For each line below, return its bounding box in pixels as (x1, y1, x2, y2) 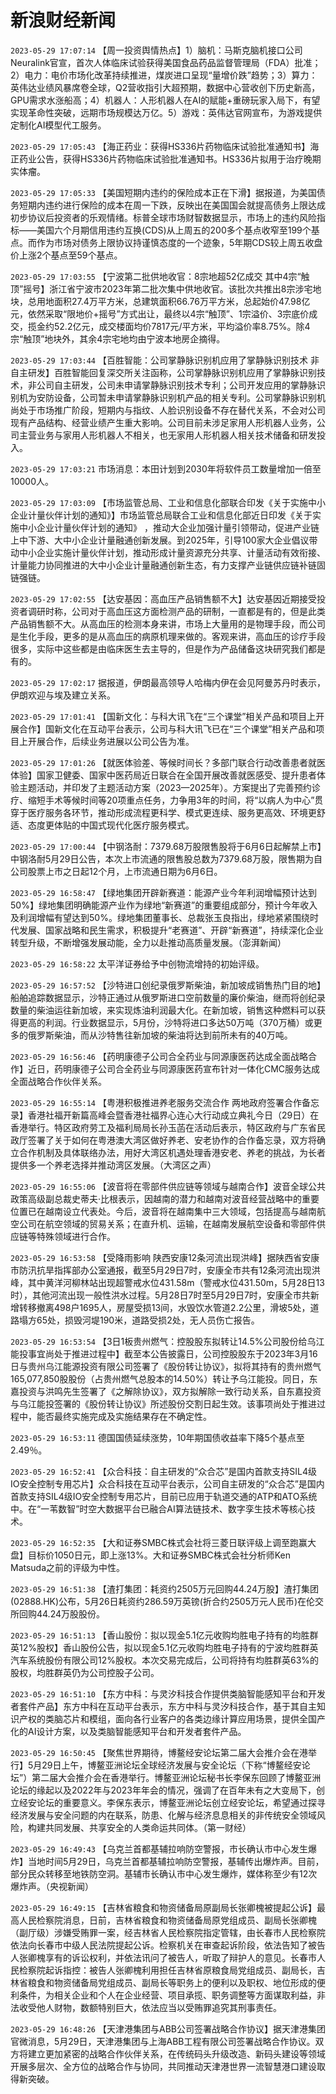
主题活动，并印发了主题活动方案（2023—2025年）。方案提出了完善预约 (18, 781, 312, 793)
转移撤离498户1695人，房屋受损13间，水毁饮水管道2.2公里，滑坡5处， (18, 1301, 311, 1313)
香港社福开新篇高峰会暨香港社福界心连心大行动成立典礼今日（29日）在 (27, 1109, 320, 1121)
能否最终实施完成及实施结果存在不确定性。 (36, 1410, 212, 1422)
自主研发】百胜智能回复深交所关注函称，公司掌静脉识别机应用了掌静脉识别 (10, 366, 317, 378)
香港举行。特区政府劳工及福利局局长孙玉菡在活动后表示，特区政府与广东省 (10, 1121, 317, 1133)
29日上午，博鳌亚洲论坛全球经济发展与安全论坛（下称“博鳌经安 (41, 1759, 302, 1771)
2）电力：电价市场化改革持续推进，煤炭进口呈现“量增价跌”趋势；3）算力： (10, 69, 318, 81)
